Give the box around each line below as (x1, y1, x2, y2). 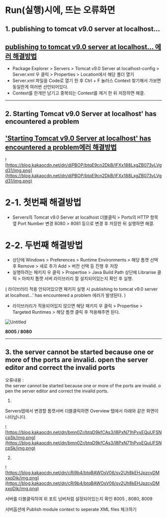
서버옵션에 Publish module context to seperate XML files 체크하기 (5, 507, 137, 513)
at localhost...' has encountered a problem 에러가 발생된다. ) (5, 292, 126, 298)
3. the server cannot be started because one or (5, 347, 154, 356)
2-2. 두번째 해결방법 (5, 240, 83, 251)
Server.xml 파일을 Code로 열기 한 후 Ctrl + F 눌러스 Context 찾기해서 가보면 (12, 78, 162, 84)
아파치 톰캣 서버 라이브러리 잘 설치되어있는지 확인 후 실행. (21, 275, 133, 281)
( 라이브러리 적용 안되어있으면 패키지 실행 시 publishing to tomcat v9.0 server (5, 286, 158, 292)
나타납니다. (5, 414, 27, 420)
